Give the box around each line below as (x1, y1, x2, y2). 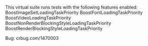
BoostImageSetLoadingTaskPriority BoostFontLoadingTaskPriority (5, 9, 143, 15)
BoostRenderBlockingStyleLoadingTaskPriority (5, 25, 103, 31)
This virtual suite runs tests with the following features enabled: (5, 4, 138, 10)
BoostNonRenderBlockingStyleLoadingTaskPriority (5, 20, 112, 26)
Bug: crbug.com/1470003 (5, 35, 59, 41)
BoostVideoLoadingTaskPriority (5, 15, 71, 20)
